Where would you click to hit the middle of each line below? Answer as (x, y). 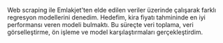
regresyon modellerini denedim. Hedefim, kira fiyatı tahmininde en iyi (107, 17)
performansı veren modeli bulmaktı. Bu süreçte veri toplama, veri (100, 25)
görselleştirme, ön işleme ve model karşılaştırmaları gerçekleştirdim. (105, 32)
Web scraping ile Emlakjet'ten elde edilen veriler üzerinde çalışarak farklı (112, 10)
